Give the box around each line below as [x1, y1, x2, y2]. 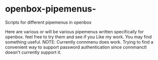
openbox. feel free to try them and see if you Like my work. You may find [5, 34, 152, 40]
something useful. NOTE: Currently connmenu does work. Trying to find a [5, 39, 154, 45]
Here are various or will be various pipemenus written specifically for [5, 29, 144, 34]
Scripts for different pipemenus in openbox [5, 19, 92, 25]
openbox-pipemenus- [5, 3, 96, 15]
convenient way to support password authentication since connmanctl [5, 44, 147, 50]
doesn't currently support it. [5, 49, 62, 55]
